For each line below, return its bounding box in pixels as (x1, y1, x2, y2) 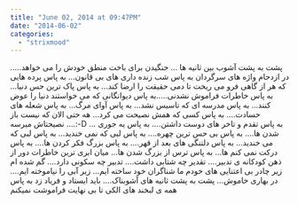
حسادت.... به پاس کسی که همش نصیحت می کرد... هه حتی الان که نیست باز (10, 109, 261, 120)
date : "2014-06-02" (10, 21, 82, 30)
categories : (10, 29, 54, 38)
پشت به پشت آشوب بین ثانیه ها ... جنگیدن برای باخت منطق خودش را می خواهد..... (10, 62, 283, 73)
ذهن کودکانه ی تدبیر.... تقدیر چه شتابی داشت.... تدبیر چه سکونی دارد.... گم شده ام (10, 156, 282, 167)
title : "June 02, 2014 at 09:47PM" (10, 12, 142, 22)
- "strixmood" (18, 37, 70, 47)
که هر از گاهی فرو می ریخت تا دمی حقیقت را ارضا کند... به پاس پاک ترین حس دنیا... (10, 81, 286, 91)
